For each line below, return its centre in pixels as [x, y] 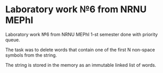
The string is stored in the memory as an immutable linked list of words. [81, 65]
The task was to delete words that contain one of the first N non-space [80, 50]
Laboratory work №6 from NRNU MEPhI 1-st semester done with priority [81, 34]
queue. [13, 40]
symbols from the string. [31, 55]
